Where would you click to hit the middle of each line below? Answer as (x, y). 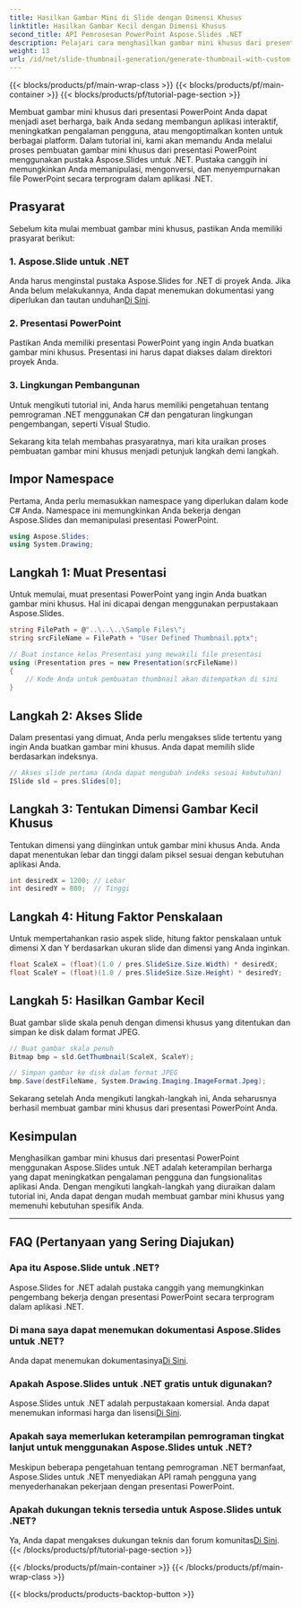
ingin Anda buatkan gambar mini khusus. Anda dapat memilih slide (132, 747)
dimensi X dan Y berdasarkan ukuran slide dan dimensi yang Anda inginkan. (150, 948)
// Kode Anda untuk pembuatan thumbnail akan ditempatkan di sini (152, 679)
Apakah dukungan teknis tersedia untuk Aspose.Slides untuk (146, 1509)
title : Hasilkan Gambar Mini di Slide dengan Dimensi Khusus (126, 18)
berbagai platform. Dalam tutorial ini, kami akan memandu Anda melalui (141, 141)
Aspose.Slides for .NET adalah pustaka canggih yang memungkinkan (137, 1287)
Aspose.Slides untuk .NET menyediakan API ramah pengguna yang (133, 1476)
